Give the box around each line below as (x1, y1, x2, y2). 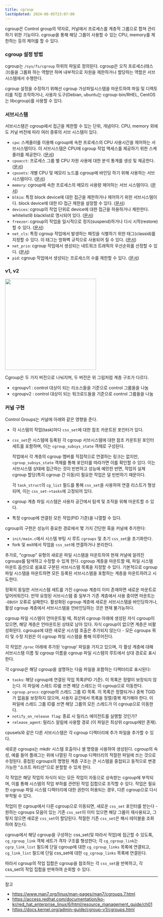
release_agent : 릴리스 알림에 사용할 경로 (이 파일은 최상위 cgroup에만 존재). (12, 719, 157, 725)
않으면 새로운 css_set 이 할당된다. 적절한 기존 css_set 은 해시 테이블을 (14, 815, 146, 821)
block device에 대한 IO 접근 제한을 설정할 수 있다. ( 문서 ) (18, 200, 125, 206)
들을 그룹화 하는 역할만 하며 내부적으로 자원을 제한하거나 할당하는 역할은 (10, 69, 147, 75)
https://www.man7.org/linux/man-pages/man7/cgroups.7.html (12, 891, 136, 897)
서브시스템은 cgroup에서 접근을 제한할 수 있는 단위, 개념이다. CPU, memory (5, 123, 149, 129)
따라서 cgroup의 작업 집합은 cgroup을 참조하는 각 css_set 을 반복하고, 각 (5, 860, 143, 866)
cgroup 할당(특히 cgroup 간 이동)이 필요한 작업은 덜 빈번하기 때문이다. (12, 471, 146, 477)
